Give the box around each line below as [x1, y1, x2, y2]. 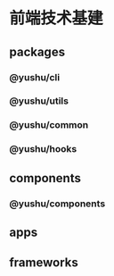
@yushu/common [9, 119, 89, 131]
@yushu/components [9, 197, 106, 210]
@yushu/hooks [9, 143, 77, 155]
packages [9, 44, 65, 59]
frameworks [9, 255, 78, 271]
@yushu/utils [9, 95, 69, 107]
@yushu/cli [9, 71, 61, 83]
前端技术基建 [9, 8, 104, 29]
